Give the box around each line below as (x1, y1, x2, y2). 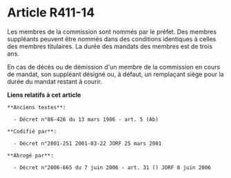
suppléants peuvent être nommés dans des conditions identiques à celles (7, 34, 217, 43)
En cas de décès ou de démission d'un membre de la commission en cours (7, 63, 221, 71)
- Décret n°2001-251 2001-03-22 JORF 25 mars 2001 (13, 140, 162, 147)
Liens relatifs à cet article (7, 91, 81, 99)
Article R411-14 (7, 5, 95, 21)
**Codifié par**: (7, 128, 57, 135)
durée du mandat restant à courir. (7, 77, 102, 85)
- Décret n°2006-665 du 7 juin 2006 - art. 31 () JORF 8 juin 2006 (13, 164, 212, 171)
